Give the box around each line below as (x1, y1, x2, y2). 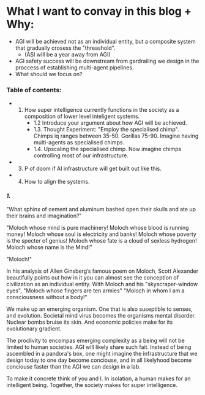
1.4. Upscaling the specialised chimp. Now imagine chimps (33, 146, 182, 153)
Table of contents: (6, 85, 62, 94)
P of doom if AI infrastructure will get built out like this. (24, 165, 162, 173)
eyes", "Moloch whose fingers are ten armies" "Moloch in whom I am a (6, 287, 185, 294)
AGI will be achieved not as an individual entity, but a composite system (15, 37, 196, 45)
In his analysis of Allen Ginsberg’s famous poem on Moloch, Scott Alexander (6, 267, 199, 275)
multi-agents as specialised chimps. (33, 139, 124, 146)
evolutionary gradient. (6, 325, 62, 332)
